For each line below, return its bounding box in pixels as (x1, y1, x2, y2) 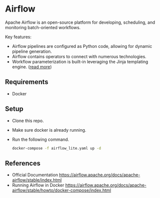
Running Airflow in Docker (12, 183, 64, 188)
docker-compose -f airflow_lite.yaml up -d (12, 146, 102, 151)
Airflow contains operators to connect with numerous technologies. (12, 53, 146, 59)
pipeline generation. (12, 48, 52, 54)
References (5, 159, 41, 168)
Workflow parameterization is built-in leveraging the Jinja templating (12, 59, 148, 64)
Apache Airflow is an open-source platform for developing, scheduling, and (5, 19, 156, 25)
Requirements (5, 78, 48, 86)
